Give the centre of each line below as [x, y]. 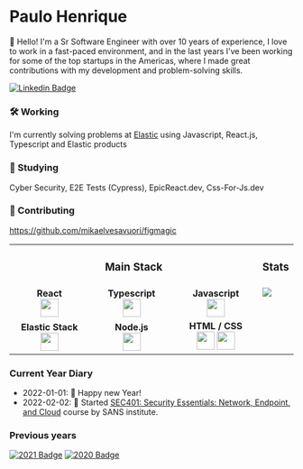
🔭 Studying [34, 168]
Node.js [132, 326]
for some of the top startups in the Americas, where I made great [130, 60]
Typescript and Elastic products [69, 144]
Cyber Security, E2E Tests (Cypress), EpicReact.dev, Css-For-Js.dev [137, 188]
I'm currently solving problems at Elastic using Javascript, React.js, [134, 135]
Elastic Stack [50, 326]
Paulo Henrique [69, 17]
